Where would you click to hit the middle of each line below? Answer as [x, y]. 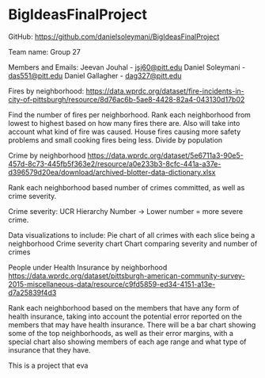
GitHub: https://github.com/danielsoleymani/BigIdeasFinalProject [114, 36]
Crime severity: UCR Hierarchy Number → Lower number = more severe [126, 211]
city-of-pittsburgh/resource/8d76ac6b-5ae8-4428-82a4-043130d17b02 [127, 99]
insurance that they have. [49, 349]
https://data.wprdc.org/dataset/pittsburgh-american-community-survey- [127, 276]
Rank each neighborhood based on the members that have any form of [124, 307]
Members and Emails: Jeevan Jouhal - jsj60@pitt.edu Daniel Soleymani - [127, 67]
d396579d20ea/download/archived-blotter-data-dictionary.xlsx [112, 172]
